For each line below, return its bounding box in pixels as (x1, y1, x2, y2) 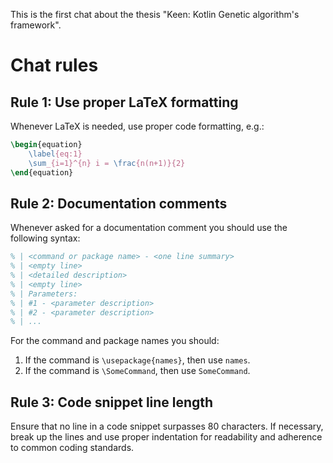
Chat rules (10, 54, 99, 77)
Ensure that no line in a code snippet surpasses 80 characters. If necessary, (10, 420, 324, 433)
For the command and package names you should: (10, 335, 220, 347)
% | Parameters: (10, 289, 78, 299)
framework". (10, 19, 62, 31)
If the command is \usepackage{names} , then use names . (24, 354, 251, 366)
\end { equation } (10, 167, 74, 178)
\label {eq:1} (28, 149, 83, 159)
